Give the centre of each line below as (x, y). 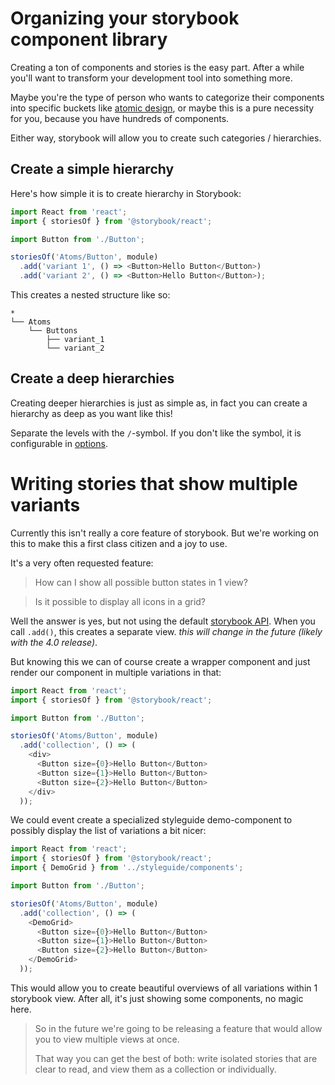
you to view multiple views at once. (107, 1039)
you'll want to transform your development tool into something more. (151, 78)
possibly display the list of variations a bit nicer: (108, 831)
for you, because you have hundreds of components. (120, 118)
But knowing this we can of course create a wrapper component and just (160, 661)
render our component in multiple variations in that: (116, 672)
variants (45, 505)
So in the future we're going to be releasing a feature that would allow (178, 1028)
